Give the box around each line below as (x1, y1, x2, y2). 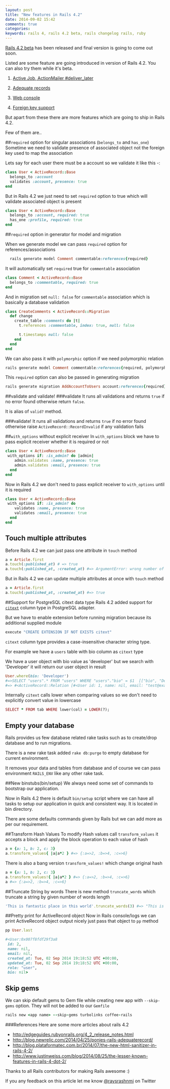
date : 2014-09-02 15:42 (5, 17, 56, 22)
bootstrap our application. (5, 786, 59, 792)
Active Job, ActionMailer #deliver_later (12, 75, 94, 81)
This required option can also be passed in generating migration (5, 374, 140, 380)
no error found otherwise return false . (5, 399, 85, 405)
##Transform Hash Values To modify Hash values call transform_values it (5, 831, 158, 837)
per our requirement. (5, 821, 49, 827)
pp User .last (5, 928, 33, 933)
